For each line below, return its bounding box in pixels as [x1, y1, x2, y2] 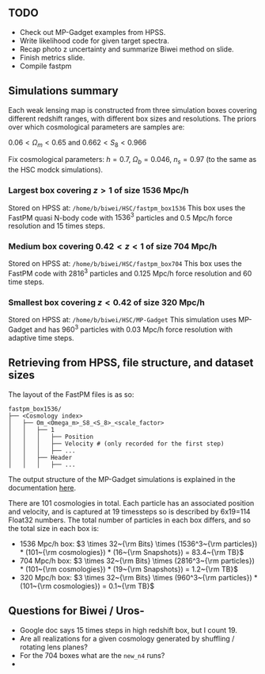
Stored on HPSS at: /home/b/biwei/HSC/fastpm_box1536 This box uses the [8, 202, 246, 213]
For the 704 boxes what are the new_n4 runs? [19, 650, 165, 660]
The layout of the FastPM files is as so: [8, 389, 134, 399]
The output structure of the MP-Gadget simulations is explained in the [8, 474, 236, 483]
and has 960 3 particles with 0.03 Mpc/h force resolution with [34, 323, 233, 334]
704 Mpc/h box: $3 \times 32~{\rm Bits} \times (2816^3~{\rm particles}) [19, 556, 255, 565]
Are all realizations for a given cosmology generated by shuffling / [19, 634, 235, 643]
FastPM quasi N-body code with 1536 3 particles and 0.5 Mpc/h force [8, 211, 233, 222]
